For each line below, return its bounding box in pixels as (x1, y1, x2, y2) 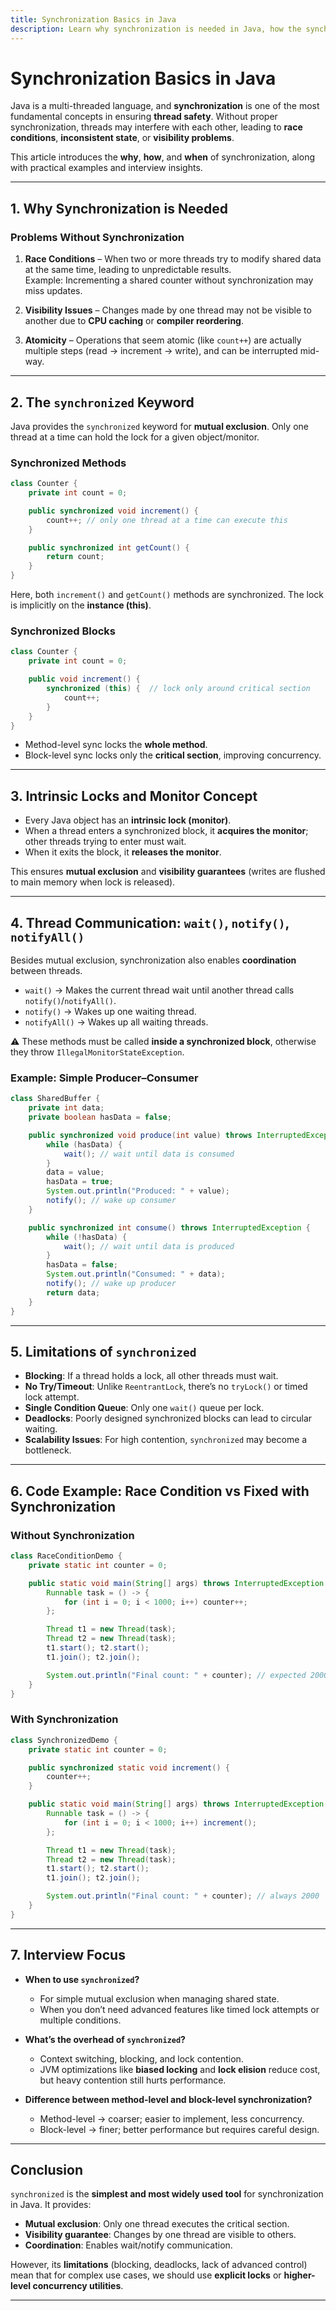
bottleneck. (24, 1444, 72, 1456)
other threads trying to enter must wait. (24, 836, 187, 848)
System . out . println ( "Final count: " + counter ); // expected (46, 1670, 307, 1680)
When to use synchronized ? (24, 1973, 140, 1985)
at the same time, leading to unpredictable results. (24, 264, 232, 276)
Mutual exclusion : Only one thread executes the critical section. (24, 2218, 290, 2230)
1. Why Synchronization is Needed (10, 200, 229, 217)
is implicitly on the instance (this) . (10, 599, 152, 611)
